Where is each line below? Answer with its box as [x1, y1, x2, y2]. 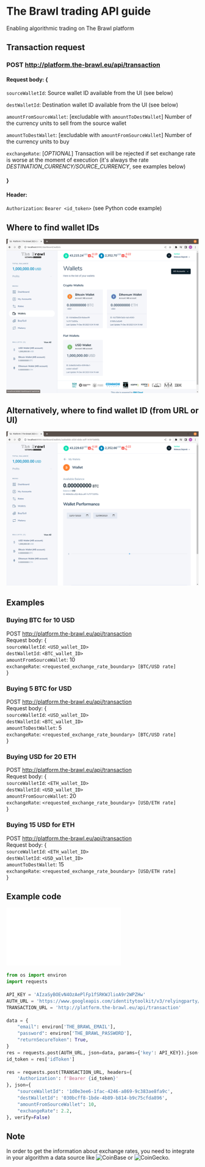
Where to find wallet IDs [6, 222, 99, 233]
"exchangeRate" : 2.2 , [17, 1108, 72, 1114]
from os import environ [6, 972, 67, 978]
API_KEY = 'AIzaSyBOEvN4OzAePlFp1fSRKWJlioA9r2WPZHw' [6, 992, 146, 998]
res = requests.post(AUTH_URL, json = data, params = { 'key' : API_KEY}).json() [6, 1049, 203, 1056]
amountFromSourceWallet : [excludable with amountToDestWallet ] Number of [6, 113, 192, 121]
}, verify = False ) [6, 1114, 51, 1120]
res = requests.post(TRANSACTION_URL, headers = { [6, 1069, 132, 1075]
